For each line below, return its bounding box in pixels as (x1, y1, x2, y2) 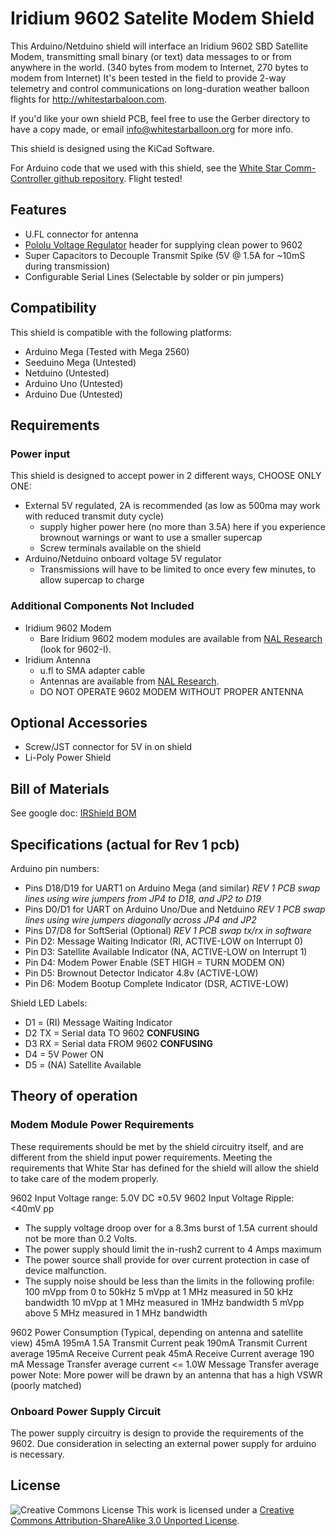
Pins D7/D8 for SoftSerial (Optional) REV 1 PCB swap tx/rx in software (24, 924, 312, 936)
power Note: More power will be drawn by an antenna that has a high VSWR (10, 1368, 323, 1381)
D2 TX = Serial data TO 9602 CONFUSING (24, 1027, 200, 1039)
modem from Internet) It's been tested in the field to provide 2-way (10, 72, 287, 84)
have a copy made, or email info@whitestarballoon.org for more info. (10, 123, 294, 135)
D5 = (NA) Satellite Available (24, 1058, 142, 1071)
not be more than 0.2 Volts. (24, 1232, 138, 1244)
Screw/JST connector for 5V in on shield (24, 741, 193, 753)
